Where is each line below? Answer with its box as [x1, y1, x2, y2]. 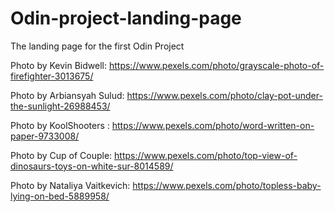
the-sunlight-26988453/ [10, 100, 111, 112]
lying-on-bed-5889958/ [10, 190, 110, 202]
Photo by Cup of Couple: [10, 149, 113, 161]
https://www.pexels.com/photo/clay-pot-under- [126, 89, 323, 101]
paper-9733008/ [10, 130, 80, 142]
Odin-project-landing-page [10, 7, 242, 30]
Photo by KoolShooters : [10, 119, 110, 131]
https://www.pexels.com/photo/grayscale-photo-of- [108, 59, 325, 71]
